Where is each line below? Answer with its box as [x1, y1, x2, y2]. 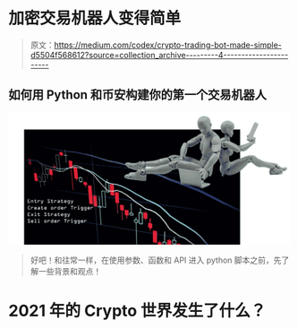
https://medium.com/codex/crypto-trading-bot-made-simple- [54, 39, 283, 50]
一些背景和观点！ [38, 265, 102, 276]
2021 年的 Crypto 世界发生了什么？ [8, 300, 267, 321]
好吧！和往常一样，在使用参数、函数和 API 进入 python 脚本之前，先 [30, 255, 282, 265]
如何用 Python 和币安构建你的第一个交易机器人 [8, 87, 268, 103]
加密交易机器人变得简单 [8, 8, 182, 29]
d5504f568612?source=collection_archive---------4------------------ [30, 49, 288, 60]
